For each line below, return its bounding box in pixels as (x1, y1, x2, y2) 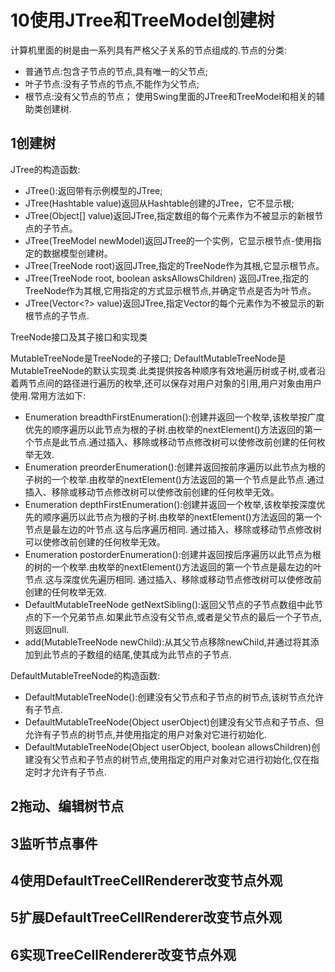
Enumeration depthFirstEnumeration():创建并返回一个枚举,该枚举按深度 (24, 498, 317, 510)
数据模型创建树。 (42, 247, 113, 259)
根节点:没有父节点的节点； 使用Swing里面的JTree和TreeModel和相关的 (24, 90, 317, 102)
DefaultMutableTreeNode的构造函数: (10, 669, 161, 681)
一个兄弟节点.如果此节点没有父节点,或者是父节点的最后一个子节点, (51, 611, 322, 623)
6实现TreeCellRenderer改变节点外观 (10, 946, 237, 963)
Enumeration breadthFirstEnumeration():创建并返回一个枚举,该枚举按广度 (24, 411, 325, 423)
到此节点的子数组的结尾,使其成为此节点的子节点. (33, 648, 232, 660)
